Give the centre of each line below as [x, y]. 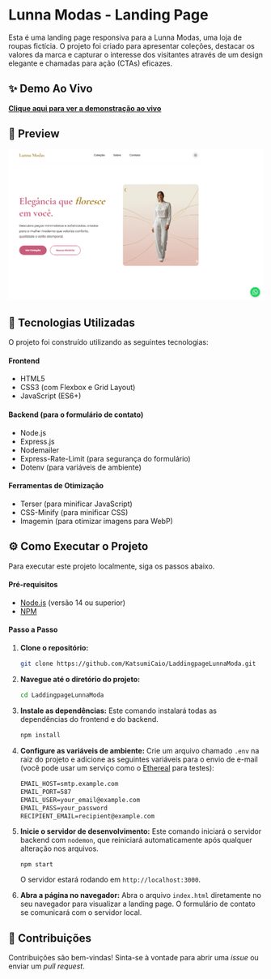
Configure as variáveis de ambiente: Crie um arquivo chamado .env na [140, 750]
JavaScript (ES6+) [51, 396]
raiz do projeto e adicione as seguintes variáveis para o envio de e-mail [139, 759]
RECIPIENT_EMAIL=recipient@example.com [87, 816]
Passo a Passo [33, 629]
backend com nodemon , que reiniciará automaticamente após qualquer [136, 839]
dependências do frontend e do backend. [89, 719]
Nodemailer [39, 450]
